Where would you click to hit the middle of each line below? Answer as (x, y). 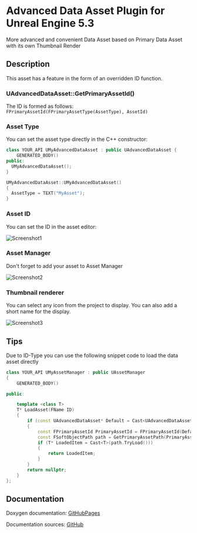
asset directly (23, 361)
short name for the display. (39, 311)
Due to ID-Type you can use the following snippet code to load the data (92, 355)
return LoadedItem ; (72, 454)
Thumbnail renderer (35, 293)
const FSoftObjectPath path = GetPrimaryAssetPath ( (102, 437)
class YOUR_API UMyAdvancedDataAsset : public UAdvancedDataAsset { (91, 150)
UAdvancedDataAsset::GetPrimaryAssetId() (70, 93)
